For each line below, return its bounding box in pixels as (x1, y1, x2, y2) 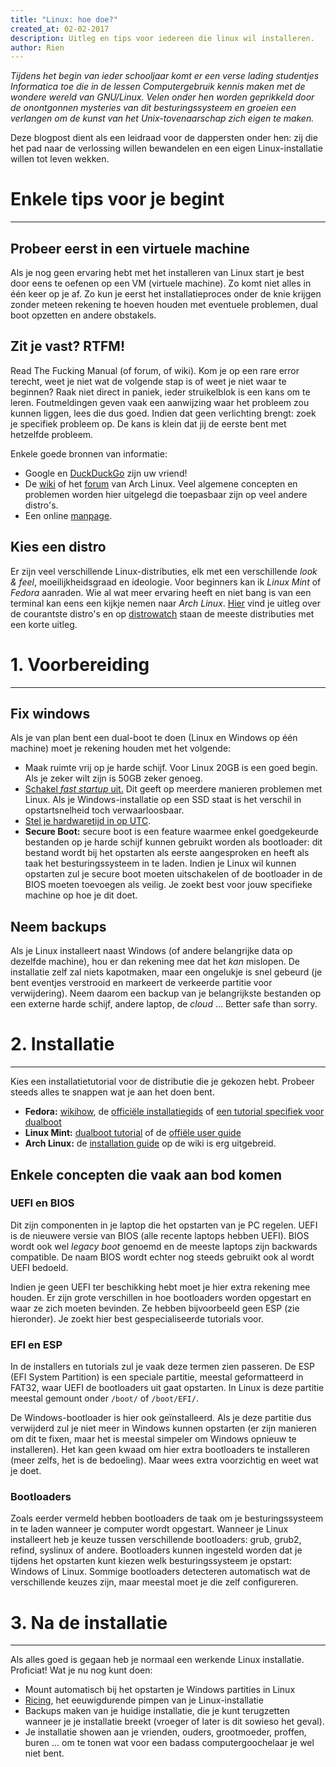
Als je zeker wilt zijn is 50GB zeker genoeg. (24, 772, 203, 785)
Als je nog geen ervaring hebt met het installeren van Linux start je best (10, 267, 305, 278)
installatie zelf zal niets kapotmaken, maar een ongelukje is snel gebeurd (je (10, 966, 323, 978)
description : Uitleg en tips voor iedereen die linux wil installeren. (10, 33, 315, 43)
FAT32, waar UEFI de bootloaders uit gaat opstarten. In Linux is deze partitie (10, 1382, 325, 1394)
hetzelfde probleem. (10, 428, 94, 440)
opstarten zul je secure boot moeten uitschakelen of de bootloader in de (24, 868, 323, 880)
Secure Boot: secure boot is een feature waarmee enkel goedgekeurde (24, 826, 320, 838)
